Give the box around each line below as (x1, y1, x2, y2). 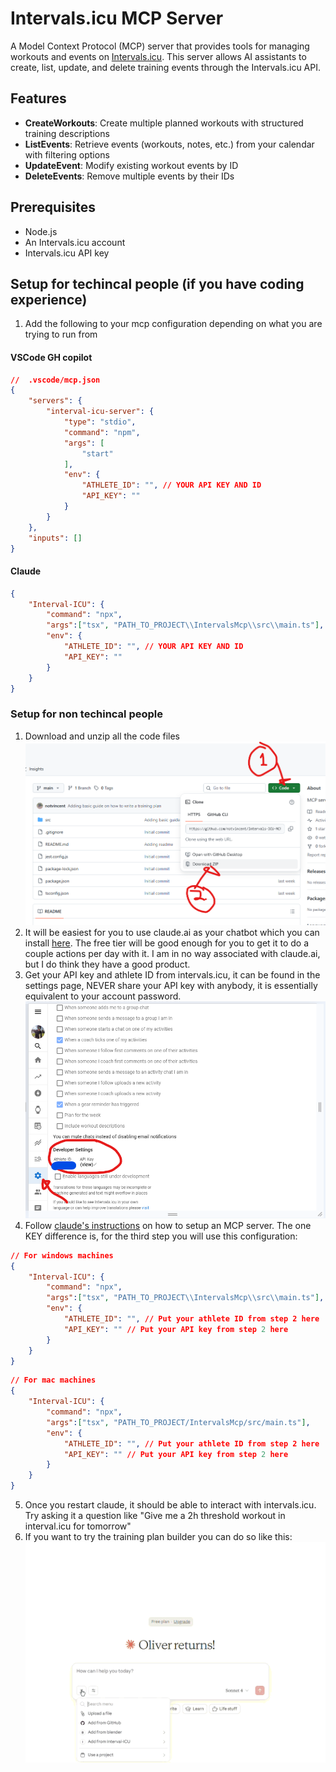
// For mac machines (10, 1375, 97, 1386)
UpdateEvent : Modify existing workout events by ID (24, 159, 239, 171)
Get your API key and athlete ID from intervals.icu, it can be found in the (24, 969, 321, 981)
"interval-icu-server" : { (46, 407, 155, 417)
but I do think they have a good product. (24, 958, 191, 971)
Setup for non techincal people (10, 707, 164, 721)
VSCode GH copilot (10, 351, 93, 363)
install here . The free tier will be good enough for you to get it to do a (24, 937, 310, 949)
